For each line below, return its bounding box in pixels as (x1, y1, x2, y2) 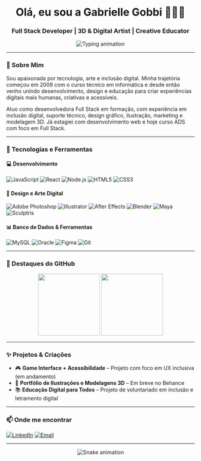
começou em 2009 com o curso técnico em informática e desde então (6, 81, 181, 88)
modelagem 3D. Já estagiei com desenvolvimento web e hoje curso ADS (6, 118, 185, 125)
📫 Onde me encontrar (6, 415, 72, 424)
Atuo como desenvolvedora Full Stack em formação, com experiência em (6, 105, 187, 113)
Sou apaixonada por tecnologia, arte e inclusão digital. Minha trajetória (6, 74, 181, 82)
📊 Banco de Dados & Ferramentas (6, 223, 93, 230)
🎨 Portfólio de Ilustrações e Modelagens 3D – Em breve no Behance (14, 379, 185, 386)
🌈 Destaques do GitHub (6, 260, 75, 268)
